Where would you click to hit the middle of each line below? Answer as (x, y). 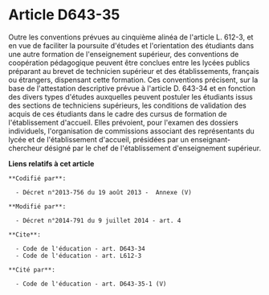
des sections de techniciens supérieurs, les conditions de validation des (127, 105)
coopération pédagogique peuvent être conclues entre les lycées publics (129, 63)
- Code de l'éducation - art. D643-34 (81, 248)
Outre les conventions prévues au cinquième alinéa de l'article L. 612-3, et (131, 37)
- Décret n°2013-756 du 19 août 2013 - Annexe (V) (104, 192)
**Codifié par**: (37, 178)
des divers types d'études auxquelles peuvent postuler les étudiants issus (130, 96)
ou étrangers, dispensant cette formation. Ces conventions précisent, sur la (133, 80)
